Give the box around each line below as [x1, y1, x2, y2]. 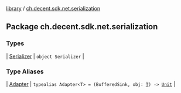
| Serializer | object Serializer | [6, 53, 84, 60]
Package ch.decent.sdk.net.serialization [6, 22, 158, 32]
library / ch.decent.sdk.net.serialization [6, 5, 101, 12]
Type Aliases [6, 67, 44, 75]
